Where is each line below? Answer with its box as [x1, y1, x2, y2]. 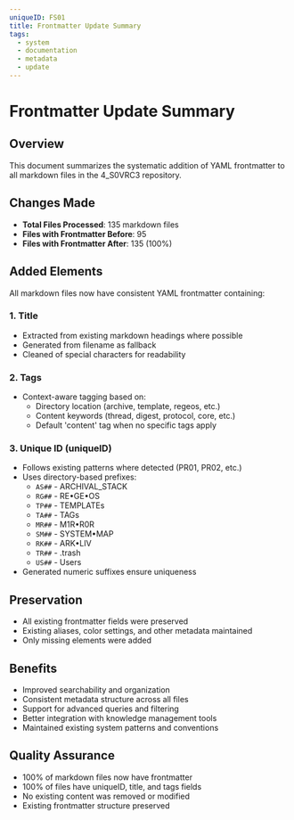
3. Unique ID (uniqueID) [9, 442, 112, 455]
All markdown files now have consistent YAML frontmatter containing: [9, 287, 265, 299]
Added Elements [9, 264, 103, 279]
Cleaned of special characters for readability [21, 348, 186, 359]
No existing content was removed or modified [21, 791, 190, 801]
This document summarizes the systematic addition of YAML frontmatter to [9, 160, 285, 170]
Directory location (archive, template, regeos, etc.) [35, 401, 221, 412]
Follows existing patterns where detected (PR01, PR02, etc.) [21, 463, 242, 473]
